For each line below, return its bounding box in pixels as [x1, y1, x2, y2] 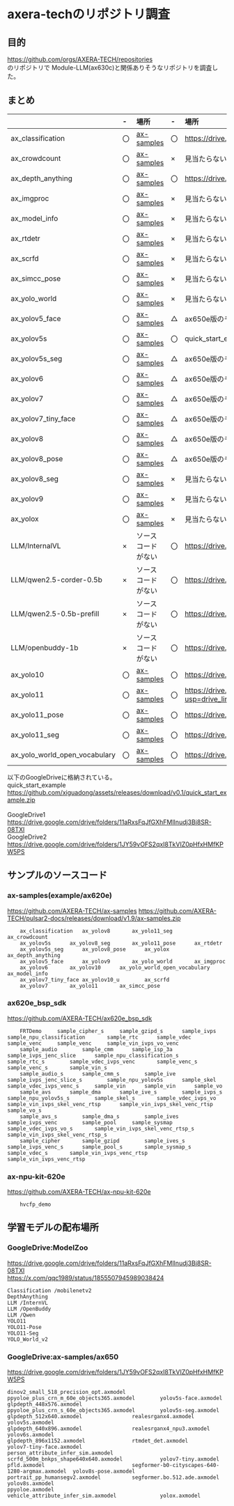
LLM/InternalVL [10, 541, 61, 550]
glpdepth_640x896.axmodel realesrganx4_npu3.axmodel [7, 1425, 210, 1432]
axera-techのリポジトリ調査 [7, 6, 171, 22]
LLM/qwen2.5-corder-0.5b [10, 575, 102, 584]
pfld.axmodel [7, 1462, 45, 1469]
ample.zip [7, 795, 36, 804]
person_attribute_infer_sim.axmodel [7, 1450, 114, 1457]
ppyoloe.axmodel [7, 1486, 54, 1493]
